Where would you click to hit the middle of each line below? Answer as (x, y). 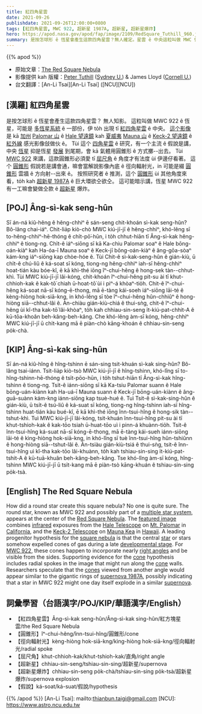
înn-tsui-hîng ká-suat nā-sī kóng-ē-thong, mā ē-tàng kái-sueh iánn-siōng (97, 432)
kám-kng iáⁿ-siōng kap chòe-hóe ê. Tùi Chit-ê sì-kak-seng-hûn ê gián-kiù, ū (101, 256)
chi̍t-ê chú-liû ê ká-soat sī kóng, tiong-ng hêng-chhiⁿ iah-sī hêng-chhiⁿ (94, 263)
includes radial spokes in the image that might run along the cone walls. (95, 563)
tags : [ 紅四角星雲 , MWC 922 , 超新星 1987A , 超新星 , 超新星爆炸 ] (81, 29)
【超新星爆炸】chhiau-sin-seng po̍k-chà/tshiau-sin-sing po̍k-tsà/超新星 (103, 671)
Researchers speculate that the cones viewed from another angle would (95, 570)
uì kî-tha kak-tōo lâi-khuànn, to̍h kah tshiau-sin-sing (94, 452)
